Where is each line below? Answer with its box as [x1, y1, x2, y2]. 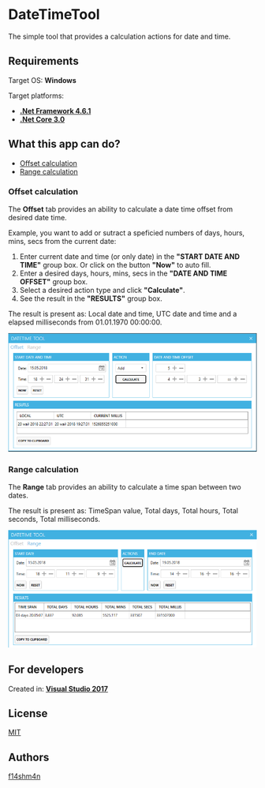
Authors [8, 750, 50, 764]
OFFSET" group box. [19, 276, 88, 286]
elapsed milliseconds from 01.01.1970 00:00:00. [8, 317, 162, 327]
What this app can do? [8, 137, 121, 151]
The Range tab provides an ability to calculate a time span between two [8, 482, 242, 491]
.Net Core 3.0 [19, 114, 65, 124]
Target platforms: [8, 91, 65, 100]
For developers [8, 663, 84, 677]
